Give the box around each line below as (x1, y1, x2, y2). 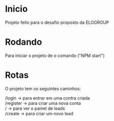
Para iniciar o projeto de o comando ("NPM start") (5, 52, 105, 58)
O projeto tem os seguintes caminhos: (5, 86, 81, 91)
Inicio (5, 3, 28, 15)
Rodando (5, 36, 42, 48)
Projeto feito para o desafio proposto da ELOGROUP (5, 19, 109, 25)
